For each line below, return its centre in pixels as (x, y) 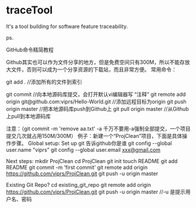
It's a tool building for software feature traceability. (67, 26)
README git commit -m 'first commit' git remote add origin (77, 167)
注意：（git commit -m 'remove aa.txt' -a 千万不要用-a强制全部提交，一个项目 (98, 129)
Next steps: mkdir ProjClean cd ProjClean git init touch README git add (92, 161)
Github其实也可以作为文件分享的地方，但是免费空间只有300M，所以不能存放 (98, 62)
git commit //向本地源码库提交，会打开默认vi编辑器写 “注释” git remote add (96, 94)
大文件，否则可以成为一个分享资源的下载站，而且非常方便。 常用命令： (91, 69)
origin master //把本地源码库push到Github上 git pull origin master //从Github (97, 109)
